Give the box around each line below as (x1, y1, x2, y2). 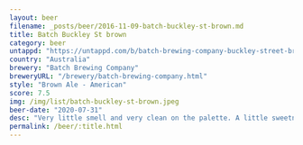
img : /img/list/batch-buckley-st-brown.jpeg (9, 96, 179, 106)
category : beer (9, 38, 67, 48)
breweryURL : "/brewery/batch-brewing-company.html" (9, 72, 207, 81)
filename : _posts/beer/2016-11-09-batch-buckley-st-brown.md (9, 22, 244, 31)
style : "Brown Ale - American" (9, 80, 127, 89)
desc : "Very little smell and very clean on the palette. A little (9, 113, 269, 122)
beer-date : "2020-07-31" (9, 105, 103, 114)
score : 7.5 (9, 88, 50, 97)
